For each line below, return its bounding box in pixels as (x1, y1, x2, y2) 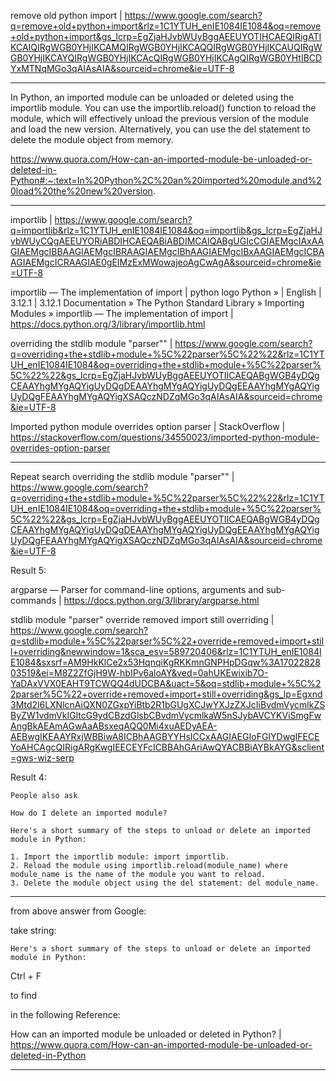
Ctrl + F (10, 970, 42, 982)
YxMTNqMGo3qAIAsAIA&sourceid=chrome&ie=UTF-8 (10, 63, 235, 74)
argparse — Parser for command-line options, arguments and (10, 584, 265, 595)
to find (10, 990, 38, 1001)
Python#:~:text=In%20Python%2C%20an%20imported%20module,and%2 (10, 175, 322, 186)
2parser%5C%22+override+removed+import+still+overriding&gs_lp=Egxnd (10, 688, 323, 700)
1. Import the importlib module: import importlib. (10, 852, 230, 862)
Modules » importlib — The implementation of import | (10, 308, 234, 319)
